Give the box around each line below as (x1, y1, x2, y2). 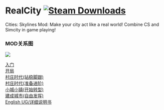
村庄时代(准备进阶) (5, 80, 44, 87)
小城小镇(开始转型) (5, 87, 44, 93)
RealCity (5, 5, 42, 16)
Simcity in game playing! (5, 26, 56, 32)
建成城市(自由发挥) (5, 93, 44, 99)
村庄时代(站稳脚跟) (5, 74, 44, 80)
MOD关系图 (5, 40, 34, 47)
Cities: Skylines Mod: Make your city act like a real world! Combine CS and (5, 21, 159, 27)
